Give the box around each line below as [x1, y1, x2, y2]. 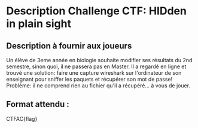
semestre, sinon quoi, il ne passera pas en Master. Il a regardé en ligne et [6, 63, 187, 70]
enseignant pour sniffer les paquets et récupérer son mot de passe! [6, 76, 173, 83]
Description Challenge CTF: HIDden [6, 4, 187, 18]
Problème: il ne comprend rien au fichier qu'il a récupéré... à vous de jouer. [6, 82, 190, 89]
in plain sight [6, 17, 72, 31]
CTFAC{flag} [6, 115, 38, 122]
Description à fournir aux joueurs [6, 41, 132, 51]
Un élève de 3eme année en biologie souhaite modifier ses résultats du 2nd [6, 57, 193, 63]
